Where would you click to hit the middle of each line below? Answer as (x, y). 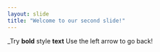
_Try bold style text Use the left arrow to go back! (80, 41)
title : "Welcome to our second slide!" (66, 21)
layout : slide (28, 14)
